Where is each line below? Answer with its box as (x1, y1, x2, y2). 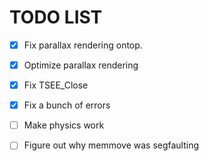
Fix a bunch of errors (23, 99, 111, 111)
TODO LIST (9, 6, 103, 29)
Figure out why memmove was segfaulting (23, 139, 200, 151)
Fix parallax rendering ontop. (23, 39, 143, 51)
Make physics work (23, 119, 105, 131)
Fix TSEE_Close (23, 79, 89, 91)
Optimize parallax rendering (23, 59, 139, 71)
